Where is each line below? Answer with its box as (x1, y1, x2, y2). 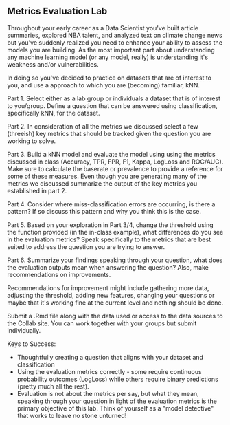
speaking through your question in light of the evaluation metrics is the (16, 397, 218, 405)
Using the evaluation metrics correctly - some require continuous (16, 367, 202, 375)
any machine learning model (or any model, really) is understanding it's (7, 53, 208, 61)
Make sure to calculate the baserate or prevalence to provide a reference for (7, 164, 223, 173)
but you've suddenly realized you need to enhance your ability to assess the (7, 38, 223, 47)
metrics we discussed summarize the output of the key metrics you (7, 179, 198, 188)
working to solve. (7, 137, 56, 145)
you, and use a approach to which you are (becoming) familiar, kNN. (7, 80, 200, 89)
